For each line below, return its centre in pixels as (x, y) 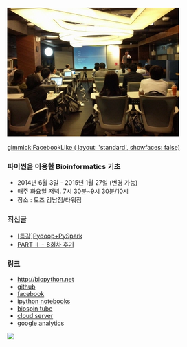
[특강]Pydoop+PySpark (50, 236)
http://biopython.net (45, 279)
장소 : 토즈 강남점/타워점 (49, 200)
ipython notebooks (44, 301)
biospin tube (35, 308)
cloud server (35, 315)
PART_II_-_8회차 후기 (45, 244)
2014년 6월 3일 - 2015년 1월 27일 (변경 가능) (77, 183)
